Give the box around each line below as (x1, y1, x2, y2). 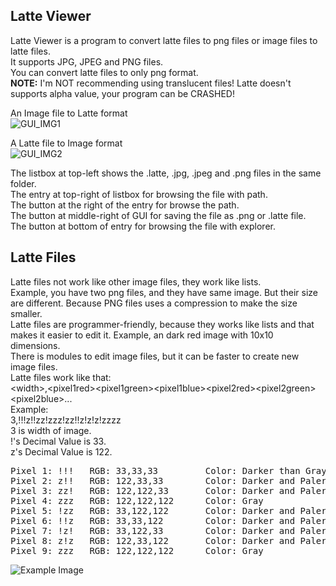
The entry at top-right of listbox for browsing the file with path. (10, 188, 268, 200)
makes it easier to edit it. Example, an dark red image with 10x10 (10, 329, 274, 341)
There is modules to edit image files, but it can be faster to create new (10, 350, 300, 362)
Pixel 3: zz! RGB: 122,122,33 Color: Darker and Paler (10, 485, 327, 496)
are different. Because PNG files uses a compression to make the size (10, 297, 298, 309)
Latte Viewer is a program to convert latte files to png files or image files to (10, 34, 318, 46)
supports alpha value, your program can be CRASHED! (10, 87, 235, 99)
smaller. (10, 307, 43, 319)
